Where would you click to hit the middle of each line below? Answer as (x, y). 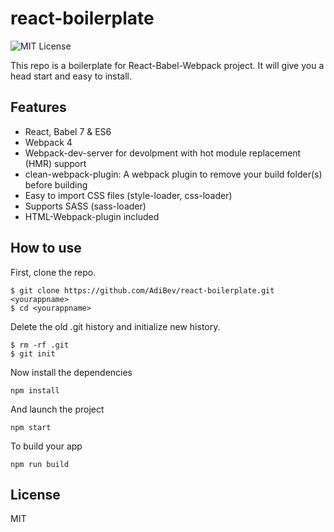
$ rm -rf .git (40, 345)
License (35, 494)
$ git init (33, 353)
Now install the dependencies (71, 372)
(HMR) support (55, 163)
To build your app (46, 446)
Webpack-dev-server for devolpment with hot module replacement (163, 153)
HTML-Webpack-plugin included (92, 216)
